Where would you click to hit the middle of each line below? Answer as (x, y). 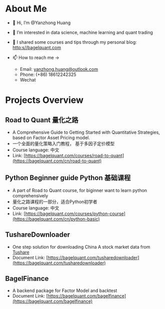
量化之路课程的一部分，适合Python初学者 (55, 201)
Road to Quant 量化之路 (42, 120)
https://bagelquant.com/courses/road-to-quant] (74, 155)
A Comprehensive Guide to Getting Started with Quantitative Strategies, (86, 132)
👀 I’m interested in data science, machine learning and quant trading (83, 32)
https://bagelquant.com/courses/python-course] (75, 214)
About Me (26, 9)
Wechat (28, 80)
